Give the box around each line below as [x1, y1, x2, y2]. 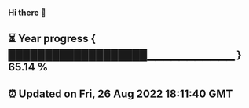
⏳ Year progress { [8, 32, 97, 45]
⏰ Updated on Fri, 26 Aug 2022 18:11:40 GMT [8, 87, 233, 100]
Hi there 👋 [8, 7, 47, 18]
